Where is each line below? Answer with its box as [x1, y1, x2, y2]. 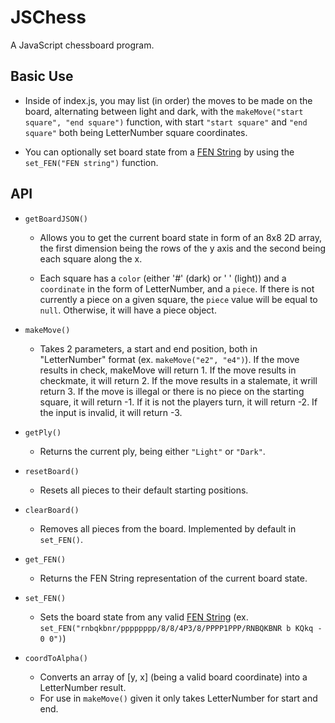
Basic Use [10, 68, 74, 85]
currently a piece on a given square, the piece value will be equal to [39, 293, 318, 305]
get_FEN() [24, 554, 67, 565]
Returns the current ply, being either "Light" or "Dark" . [39, 445, 266, 457]
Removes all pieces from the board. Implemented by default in [39, 522, 297, 535]
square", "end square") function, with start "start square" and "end [24, 116, 308, 128]
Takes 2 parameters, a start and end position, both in [39, 342, 258, 355]
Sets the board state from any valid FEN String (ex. [39, 611, 249, 623]
